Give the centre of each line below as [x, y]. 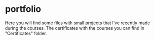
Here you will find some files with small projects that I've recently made [77, 23]
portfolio [23, 9]
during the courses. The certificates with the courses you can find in [75, 28]
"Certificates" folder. [26, 33]
